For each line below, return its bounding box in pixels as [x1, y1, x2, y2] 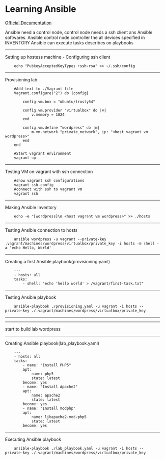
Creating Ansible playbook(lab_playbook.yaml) [5, 340, 100, 346]
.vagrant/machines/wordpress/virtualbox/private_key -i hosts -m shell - [5, 241, 160, 246]
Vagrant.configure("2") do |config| [14, 90, 89, 96]
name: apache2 [31, 393, 60, 398]
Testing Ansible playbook [5, 294, 56, 300]
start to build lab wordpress [5, 326, 61, 332]
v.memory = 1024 [31, 112, 65, 117]
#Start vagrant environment [14, 151, 71, 156]
